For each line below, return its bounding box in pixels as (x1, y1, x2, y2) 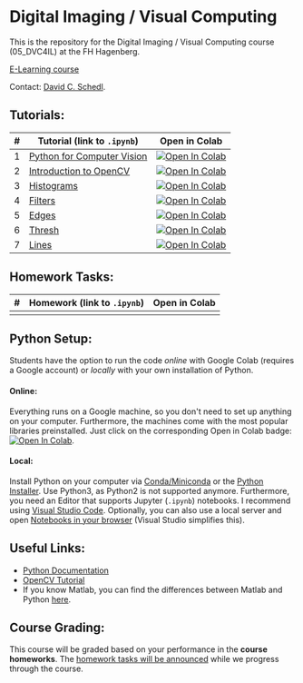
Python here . (22, 593, 71, 605)
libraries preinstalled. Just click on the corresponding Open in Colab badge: (9, 425, 292, 436)
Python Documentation (22, 565, 109, 576)
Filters (28, 193, 56, 206)
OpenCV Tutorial (22, 574, 85, 585)
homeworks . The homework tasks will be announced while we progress (9, 654, 279, 665)
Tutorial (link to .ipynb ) (37, 134, 139, 147)
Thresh (28, 223, 60, 236)
